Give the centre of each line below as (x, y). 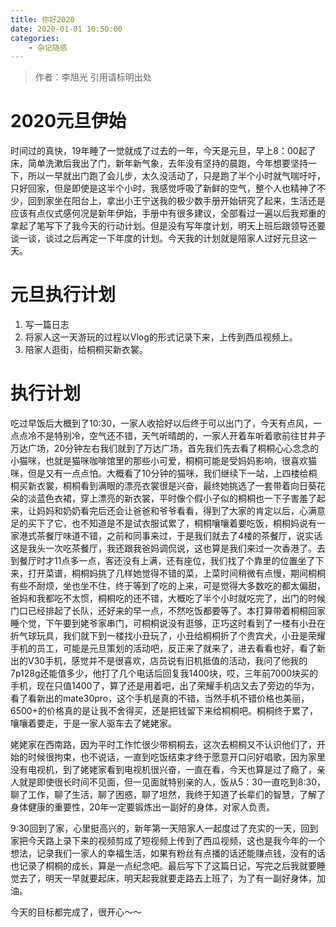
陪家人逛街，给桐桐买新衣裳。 (86, 350)
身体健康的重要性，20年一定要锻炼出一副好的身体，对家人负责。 (143, 807)
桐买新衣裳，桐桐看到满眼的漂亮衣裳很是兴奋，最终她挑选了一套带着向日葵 (163, 486)
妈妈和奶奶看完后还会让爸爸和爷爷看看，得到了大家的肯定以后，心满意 (181, 511)
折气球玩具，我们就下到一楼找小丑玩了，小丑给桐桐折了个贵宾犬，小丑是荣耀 (168, 636)
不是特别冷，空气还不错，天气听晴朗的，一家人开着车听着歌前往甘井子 (181, 436)
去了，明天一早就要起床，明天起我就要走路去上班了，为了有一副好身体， (167, 878)
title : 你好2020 (42, 19)
